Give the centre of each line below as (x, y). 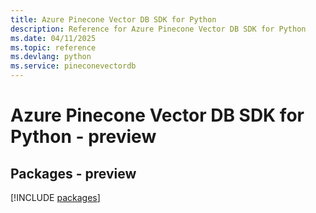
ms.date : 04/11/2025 (53, 38)
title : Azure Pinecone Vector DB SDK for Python (113, 19)
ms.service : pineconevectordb (73, 66)
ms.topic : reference (53, 47)
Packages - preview (73, 173)
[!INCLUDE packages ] (55, 197)
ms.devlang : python (51, 57)
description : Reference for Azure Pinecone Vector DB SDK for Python (158, 29)
